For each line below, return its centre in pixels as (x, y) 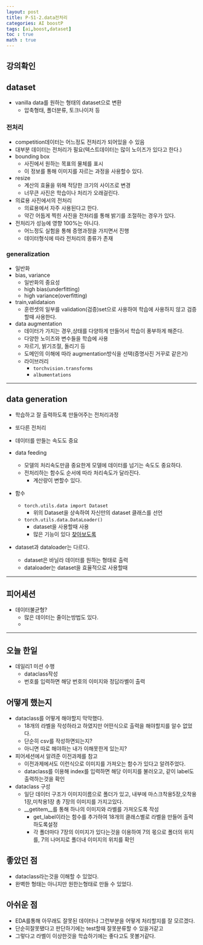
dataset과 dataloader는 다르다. (52, 547)
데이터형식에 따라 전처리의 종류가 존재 (69, 238)
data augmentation (38, 323)
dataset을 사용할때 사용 (61, 526)
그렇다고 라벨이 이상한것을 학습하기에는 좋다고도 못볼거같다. (85, 936)
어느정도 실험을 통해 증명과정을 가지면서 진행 (76, 231)
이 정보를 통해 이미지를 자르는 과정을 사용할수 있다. (84, 171)
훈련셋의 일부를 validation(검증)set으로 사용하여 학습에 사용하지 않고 (105, 309)
